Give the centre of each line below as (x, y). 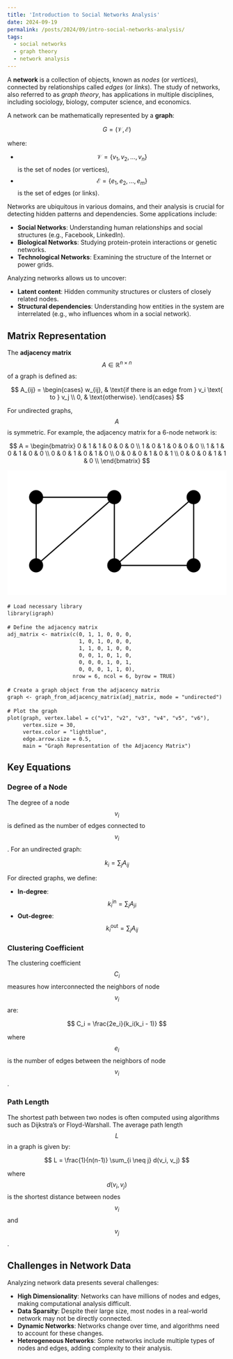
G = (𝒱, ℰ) (117, 129)
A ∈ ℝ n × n (117, 364)
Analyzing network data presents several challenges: (83, 1282)
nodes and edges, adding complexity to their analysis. (95, 1348)
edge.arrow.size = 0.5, (57, 739)
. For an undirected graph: (45, 849)
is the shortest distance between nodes (64, 1197)
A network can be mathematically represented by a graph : (91, 115)
